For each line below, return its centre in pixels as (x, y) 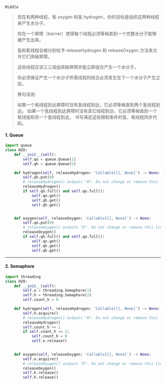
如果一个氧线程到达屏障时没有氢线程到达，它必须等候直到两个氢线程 (86, 105)
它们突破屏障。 (37, 56)
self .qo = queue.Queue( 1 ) (50, 159)
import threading (23, 277)
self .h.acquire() (41, 313)
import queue (19, 145)
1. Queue (14, 135)
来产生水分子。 (32, 23)
